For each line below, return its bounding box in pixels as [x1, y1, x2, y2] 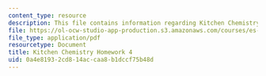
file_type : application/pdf [8, 33, 101, 42]
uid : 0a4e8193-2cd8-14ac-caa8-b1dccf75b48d [8, 56, 154, 64]
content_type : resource [8, 11, 87, 20]
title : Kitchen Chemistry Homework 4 [8, 48, 133, 56]
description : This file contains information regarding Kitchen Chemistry [8, 19, 260, 27]
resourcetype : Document [8, 41, 87, 49]
